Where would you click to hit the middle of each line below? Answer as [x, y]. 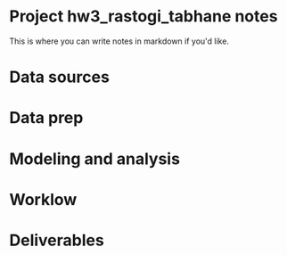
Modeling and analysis [95, 159]
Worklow [43, 199]
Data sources [59, 77]
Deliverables [57, 240]
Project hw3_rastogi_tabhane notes [143, 16]
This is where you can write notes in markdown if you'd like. [119, 41]
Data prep [46, 118]
